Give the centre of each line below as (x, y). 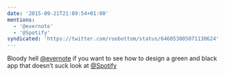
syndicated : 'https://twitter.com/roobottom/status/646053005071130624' (113, 39)
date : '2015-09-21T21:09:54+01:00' (58, 13)
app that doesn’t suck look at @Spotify (62, 66)
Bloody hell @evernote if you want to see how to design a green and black (112, 58)
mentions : (21, 20)
